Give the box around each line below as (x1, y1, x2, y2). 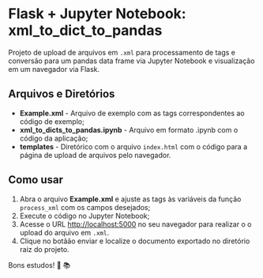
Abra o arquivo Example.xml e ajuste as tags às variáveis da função (19, 194, 242, 204)
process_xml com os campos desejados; (19, 202, 151, 212)
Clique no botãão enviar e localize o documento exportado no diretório (19, 236, 250, 246)
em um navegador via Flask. (8, 64, 100, 73)
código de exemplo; (19, 116, 85, 126)
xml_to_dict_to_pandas (8, 21, 163, 39)
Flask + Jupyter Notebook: (8, 5, 187, 23)
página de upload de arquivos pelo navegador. (19, 150, 171, 160)
